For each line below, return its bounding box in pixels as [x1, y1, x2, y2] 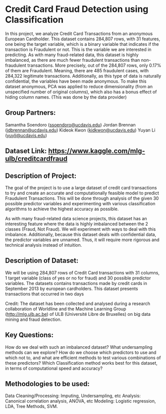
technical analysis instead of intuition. [5, 242, 82, 248]
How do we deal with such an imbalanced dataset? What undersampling [5, 344, 153, 350]
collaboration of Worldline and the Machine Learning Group [5, 305, 126, 312]
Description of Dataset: [5, 257, 79, 265]
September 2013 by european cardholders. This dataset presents [5, 285, 138, 291]
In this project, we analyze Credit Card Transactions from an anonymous [5, 30, 153, 36]
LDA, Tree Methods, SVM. [5, 404, 58, 410]
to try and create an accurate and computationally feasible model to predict [5, 190, 160, 196]
